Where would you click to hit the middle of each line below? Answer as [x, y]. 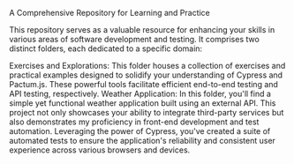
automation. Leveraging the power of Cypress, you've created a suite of [140, 131]
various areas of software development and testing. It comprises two [135, 39]
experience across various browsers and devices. [100, 150]
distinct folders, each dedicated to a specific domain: [106, 48]
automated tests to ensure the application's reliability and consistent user [143, 141]
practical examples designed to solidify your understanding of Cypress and [146, 75]
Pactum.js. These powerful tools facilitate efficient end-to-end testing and [143, 84]
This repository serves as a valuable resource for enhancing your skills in [142, 30]
